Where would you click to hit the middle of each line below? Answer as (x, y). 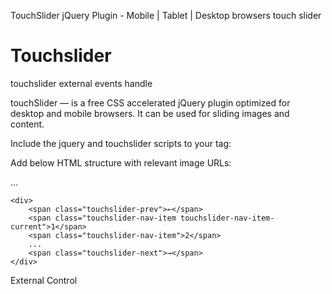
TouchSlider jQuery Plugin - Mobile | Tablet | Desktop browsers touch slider (166, 15)
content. (27, 124)
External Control (44, 280)
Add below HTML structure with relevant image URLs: (121, 162)
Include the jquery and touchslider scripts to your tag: (121, 143)
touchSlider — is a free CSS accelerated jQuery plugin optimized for (150, 102)
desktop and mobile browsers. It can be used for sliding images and (150, 113)
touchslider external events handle (81, 83)
